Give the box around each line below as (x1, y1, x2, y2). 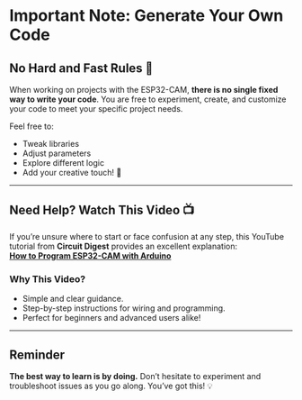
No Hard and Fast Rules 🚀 (9, 60, 154, 76)
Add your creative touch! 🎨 (22, 168, 122, 177)
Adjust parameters (22, 148, 92, 159)
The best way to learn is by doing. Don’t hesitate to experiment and (9, 370, 262, 381)
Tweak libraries (22, 139, 79, 149)
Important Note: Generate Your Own (9, 5, 284, 26)
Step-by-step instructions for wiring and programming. (22, 303, 226, 314)
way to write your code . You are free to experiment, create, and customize (9, 94, 287, 105)
